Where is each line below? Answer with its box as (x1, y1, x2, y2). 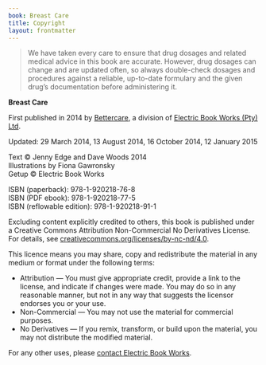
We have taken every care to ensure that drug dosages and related (27, 49, 247, 58)
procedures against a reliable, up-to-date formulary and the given (27, 73, 243, 84)
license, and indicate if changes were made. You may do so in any (19, 282, 237, 292)
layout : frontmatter (8, 26, 77, 34)
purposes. (19, 316, 54, 325)
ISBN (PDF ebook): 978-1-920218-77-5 (8, 193, 137, 203)
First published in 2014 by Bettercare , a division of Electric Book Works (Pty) (8, 113, 258, 123)
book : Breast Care (8, 11, 69, 20)
